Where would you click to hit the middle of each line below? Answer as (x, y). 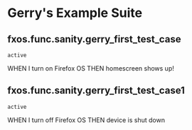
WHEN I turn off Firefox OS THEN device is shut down (86, 120)
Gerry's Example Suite (75, 13)
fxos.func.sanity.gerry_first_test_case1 (96, 91)
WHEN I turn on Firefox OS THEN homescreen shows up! (91, 68)
